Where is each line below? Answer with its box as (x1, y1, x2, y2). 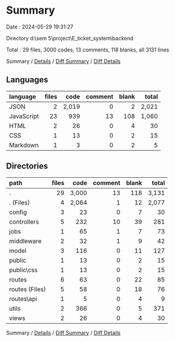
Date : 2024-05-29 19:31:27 (6, 23, 74, 30)
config (9, 208, 27, 216)
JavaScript (9, 112, 40, 120)
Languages (6, 75, 48, 85)
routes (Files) (9, 285, 46, 293)
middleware (9, 236, 42, 245)
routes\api (9, 295, 37, 303)
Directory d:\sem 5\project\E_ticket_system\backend (6, 34, 134, 41)
